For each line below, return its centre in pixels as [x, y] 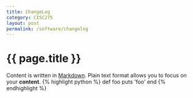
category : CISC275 [30, 18]
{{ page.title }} [44, 59]
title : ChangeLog [28, 12]
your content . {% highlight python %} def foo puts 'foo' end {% [86, 82]
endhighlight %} [26, 88]
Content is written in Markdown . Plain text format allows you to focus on [96, 76]
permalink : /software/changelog [47, 29]
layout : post [23, 23]
